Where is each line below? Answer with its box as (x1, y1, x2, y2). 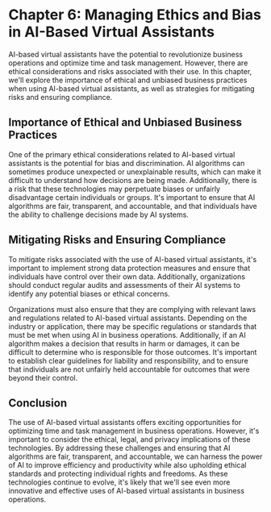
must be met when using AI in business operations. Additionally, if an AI (8, 330, 246, 339)
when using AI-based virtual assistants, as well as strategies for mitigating (8, 83, 256, 94)
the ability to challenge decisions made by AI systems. (8, 210, 190, 219)
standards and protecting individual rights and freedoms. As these (8, 469, 228, 479)
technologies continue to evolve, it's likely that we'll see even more (8, 477, 231, 487)
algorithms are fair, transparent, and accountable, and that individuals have (8, 201, 257, 210)
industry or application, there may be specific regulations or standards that (8, 321, 257, 331)
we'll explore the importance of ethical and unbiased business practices (8, 75, 248, 85)
